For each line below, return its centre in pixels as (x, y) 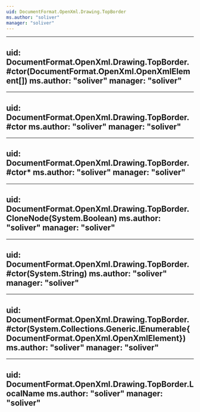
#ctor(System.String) (47, 274)
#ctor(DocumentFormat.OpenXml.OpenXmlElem (98, 71)
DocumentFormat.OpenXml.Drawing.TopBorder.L (100, 384)
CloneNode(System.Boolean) (62, 219)
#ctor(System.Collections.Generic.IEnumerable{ (98, 329)
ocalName (26, 393)
